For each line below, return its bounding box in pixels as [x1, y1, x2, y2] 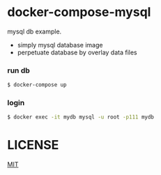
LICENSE [7, 137, 59, 153]
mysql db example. [7, 27, 62, 36]
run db [7, 66, 30, 75]
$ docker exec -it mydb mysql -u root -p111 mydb [7, 114, 155, 121]
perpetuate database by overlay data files [17, 48, 137, 56]
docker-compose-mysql [7, 4, 151, 20]
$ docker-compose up [7, 82, 68, 89]
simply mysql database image [17, 40, 103, 49]
